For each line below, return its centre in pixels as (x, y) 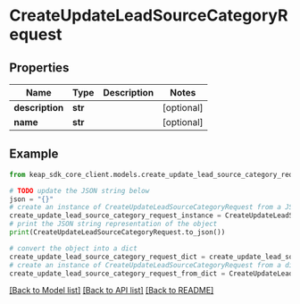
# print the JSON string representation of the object (113, 224)
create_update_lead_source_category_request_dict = (107, 257)
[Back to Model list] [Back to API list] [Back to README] (112, 291)
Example (34, 154)
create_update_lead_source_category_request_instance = (115, 215)
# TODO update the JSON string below (79, 190)
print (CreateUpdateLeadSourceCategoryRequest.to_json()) (117, 232)
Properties (39, 68)
